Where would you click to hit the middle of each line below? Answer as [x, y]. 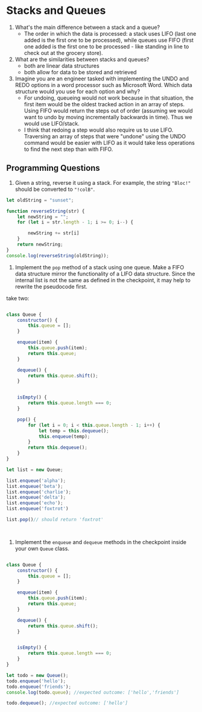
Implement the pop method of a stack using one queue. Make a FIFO [99, 267]
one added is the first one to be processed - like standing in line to [106, 47]
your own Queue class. [42, 548]
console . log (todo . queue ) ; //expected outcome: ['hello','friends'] [93, 692]
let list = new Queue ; [35, 470]
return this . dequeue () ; [58, 447]
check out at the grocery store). [64, 53]
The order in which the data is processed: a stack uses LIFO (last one [110, 33]
